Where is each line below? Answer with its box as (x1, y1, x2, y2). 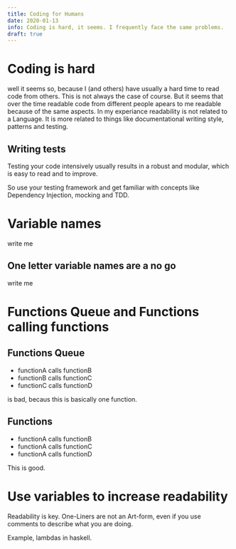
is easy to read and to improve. (7, 169, 98, 178)
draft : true (7, 30, 43, 38)
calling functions (7, 318, 109, 335)
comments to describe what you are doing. (7, 519, 134, 528)
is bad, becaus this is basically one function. (7, 394, 137, 403)
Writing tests (7, 143, 66, 155)
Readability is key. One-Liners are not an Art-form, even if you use (7, 512, 201, 521)
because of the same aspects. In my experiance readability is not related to (7, 108, 227, 116)
